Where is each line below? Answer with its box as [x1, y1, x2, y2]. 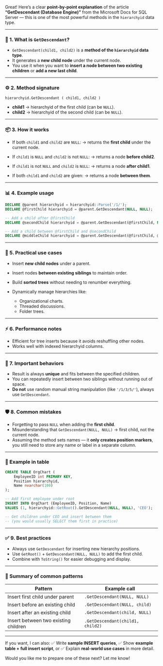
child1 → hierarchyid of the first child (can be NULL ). [12, 104, 115, 110]
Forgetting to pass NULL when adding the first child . [12, 422, 115, 427]
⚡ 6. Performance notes [5, 325, 62, 332]
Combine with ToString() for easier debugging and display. [12, 556, 131, 562]
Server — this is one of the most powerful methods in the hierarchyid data [5, 15, 154, 20]
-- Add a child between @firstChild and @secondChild [5, 229, 116, 234]
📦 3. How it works [5, 126, 49, 133]
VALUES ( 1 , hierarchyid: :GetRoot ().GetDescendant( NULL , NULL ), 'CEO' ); [5, 505, 153, 510]
